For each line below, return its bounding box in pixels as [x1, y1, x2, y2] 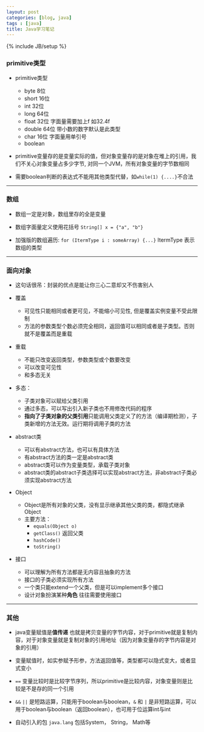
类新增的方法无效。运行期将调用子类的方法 [24, 420, 131, 428]
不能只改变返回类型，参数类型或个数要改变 [24, 356, 131, 364]
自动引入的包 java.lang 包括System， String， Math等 [15, 719, 151, 726]
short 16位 [24, 95, 50, 102]
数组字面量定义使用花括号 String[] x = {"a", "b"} [15, 223, 144, 231]
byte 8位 [24, 87, 46, 95]
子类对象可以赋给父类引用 [24, 397, 89, 404]
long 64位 [24, 110, 49, 117]
